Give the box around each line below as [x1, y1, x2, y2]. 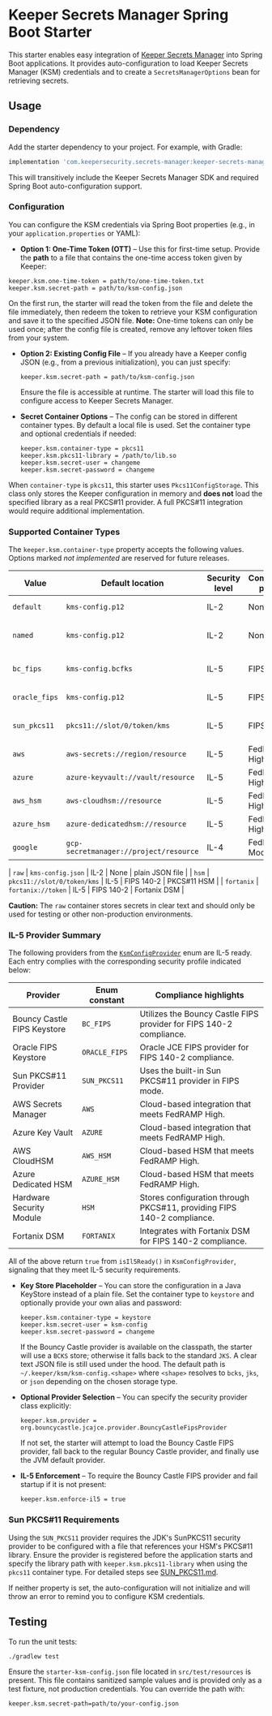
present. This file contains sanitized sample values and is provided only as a [8, 1675, 262, 1685]
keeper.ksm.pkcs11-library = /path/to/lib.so [19, 451, 176, 459]
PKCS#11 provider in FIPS [139, 1076, 240, 1087]
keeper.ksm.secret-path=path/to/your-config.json [8, 1700, 180, 1708]
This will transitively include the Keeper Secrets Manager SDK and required [8, 172, 259, 182]
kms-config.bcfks [66, 664, 133, 674]
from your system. [8, 333, 70, 343]
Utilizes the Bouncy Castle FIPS [139, 1008, 259, 1020]
